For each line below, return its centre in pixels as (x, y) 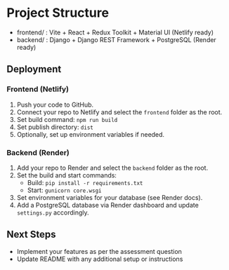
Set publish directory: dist (55, 127)
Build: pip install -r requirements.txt (85, 182)
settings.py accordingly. (53, 212)
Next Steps (31, 235)
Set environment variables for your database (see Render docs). (110, 197)
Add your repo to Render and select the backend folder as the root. (112, 168)
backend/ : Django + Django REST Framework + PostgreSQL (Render (117, 39)
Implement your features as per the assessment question (99, 251)
